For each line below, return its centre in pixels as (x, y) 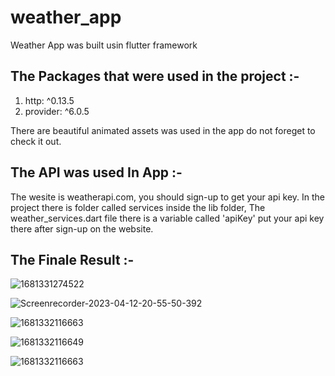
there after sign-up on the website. (82, 228)
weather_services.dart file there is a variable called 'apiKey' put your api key (167, 218)
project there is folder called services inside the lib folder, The (138, 207)
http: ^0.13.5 (49, 100)
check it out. (36, 141)
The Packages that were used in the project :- (155, 76)
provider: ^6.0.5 (57, 111)
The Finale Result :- (72, 259)
